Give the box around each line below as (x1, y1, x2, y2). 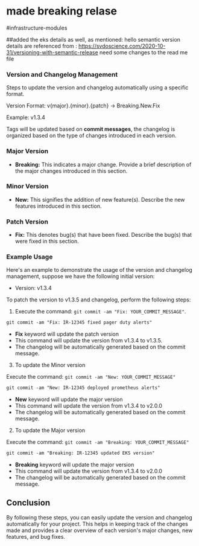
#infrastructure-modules (6, 24, 68, 31)
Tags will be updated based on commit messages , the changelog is (6, 126, 175, 133)
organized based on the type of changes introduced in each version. (6, 132, 177, 140)
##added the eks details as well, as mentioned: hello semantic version (6, 36, 181, 43)
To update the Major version (14, 427, 86, 434)
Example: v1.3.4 (6, 114, 45, 121)
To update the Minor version (14, 361, 86, 369)
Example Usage (6, 252, 53, 261)
